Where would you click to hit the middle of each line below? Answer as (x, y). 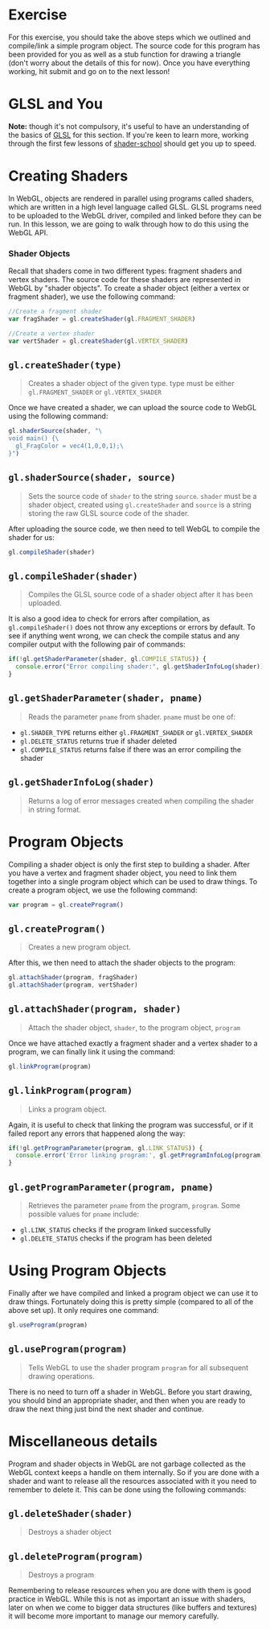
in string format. (55, 809)
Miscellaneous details (83, 1441)
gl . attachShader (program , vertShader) (73, 985)
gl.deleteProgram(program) (76, 1556)
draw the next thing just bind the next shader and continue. (106, 1409)
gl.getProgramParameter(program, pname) (111, 1187)
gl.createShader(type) (65, 365)
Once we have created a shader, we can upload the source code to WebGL (133, 408)
